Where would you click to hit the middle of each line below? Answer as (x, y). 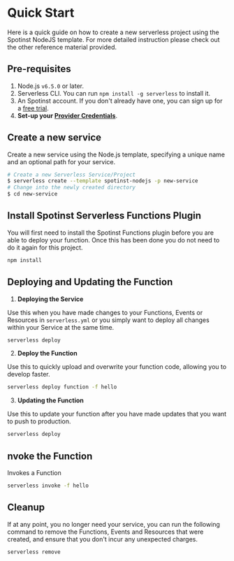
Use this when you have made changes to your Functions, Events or (105, 312)
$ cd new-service (32, 194)
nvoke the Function (50, 456)
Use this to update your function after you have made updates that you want (117, 414)
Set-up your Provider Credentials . (67, 115)
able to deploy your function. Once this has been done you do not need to (114, 240)
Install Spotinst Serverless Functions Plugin (104, 216)
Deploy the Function (47, 354)
